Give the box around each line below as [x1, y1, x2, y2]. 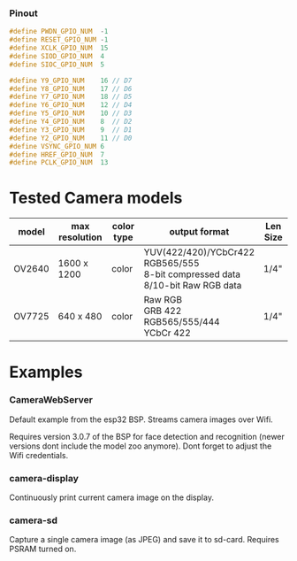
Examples [9, 362, 83, 382]
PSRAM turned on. [9, 543, 77, 555]
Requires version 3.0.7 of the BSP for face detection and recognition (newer [9, 431, 286, 442]
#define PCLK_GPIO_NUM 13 [9, 158, 109, 167]
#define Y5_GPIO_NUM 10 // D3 [9, 109, 133, 118]
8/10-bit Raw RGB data [143, 280, 242, 292]
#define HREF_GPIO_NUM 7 [9, 150, 104, 159]
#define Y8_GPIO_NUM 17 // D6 [9, 84, 133, 93]
